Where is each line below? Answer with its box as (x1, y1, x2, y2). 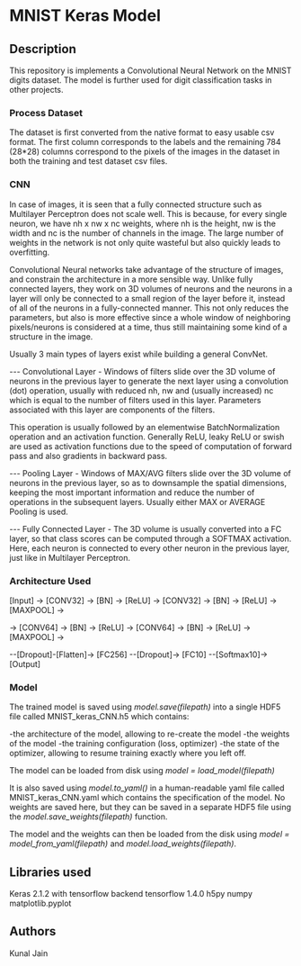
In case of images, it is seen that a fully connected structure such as (9, 199, 262, 210)
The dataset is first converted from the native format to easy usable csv (9, 127, 275, 138)
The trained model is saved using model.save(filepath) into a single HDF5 (9, 701, 281, 712)
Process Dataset (9, 106, 84, 119)
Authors (9, 924, 57, 939)
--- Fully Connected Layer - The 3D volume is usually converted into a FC (9, 523, 282, 534)
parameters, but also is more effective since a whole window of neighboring (9, 311, 291, 322)
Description (9, 41, 76, 57)
